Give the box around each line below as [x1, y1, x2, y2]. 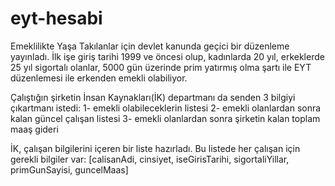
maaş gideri [10, 123, 59, 135]
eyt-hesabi [10, 7, 103, 30]
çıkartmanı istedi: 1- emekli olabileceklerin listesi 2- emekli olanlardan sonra [10, 102, 322, 114]
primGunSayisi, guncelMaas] [10, 163, 129, 176]
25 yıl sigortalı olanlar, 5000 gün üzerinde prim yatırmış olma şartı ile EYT [10, 61, 312, 73]
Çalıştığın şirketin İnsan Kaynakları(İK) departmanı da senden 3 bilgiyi [10, 91, 296, 103]
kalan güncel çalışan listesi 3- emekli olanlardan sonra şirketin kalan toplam [10, 112, 321, 124]
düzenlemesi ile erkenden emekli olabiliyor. [10, 72, 188, 84]
